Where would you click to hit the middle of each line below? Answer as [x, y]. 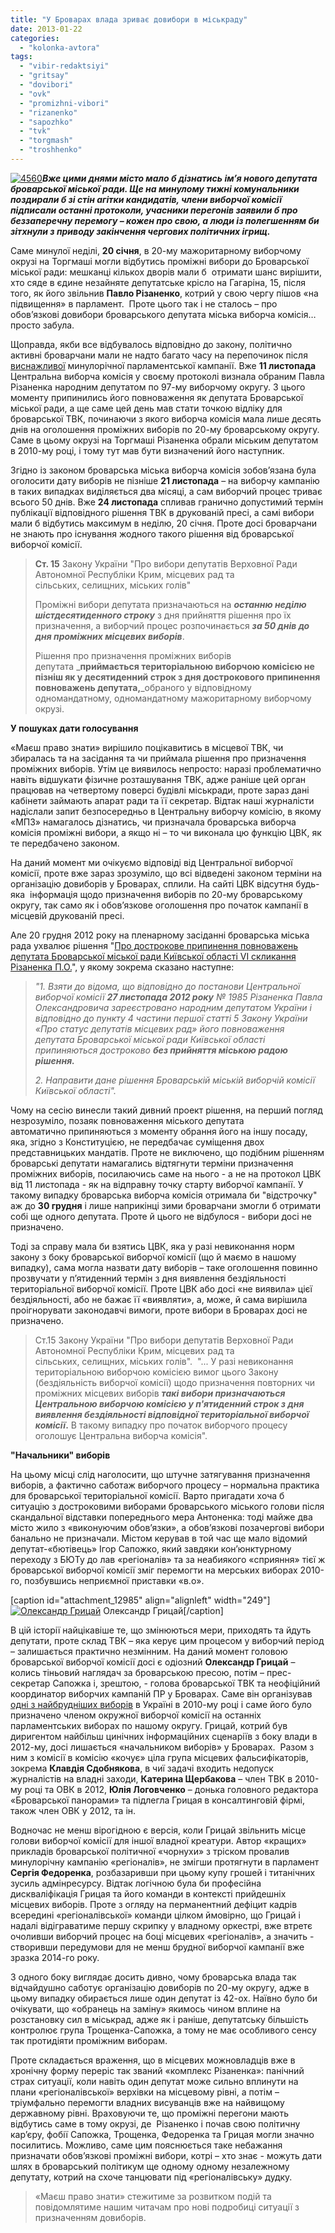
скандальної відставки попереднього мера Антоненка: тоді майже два [161, 1517]
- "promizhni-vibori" [64, 103]
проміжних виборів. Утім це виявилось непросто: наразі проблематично [166, 768]
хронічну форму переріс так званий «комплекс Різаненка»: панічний [157, 2070]
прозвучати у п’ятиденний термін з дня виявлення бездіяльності [148, 1278]
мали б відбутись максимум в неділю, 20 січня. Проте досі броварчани [164, 523]
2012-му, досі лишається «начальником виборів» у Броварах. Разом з [162, 1747]
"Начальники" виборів [60, 1455]
